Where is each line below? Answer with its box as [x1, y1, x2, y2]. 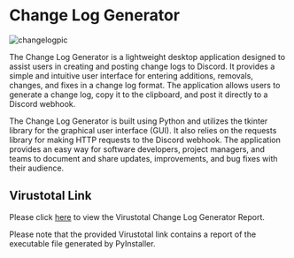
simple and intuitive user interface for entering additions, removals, [9, 70, 254, 80]
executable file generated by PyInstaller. [9, 238, 156, 248]
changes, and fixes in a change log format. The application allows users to [9, 80, 281, 90]
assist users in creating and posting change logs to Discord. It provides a [9, 61, 275, 72]
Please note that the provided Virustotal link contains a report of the [9, 229, 257, 239]
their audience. [9, 163, 65, 173]
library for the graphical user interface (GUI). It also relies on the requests [9, 125, 277, 135]
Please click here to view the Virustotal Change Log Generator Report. [9, 211, 266, 222]
